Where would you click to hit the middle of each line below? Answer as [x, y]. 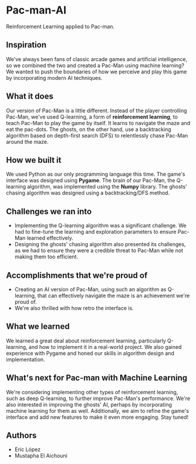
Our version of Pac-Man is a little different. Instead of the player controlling [97, 110]
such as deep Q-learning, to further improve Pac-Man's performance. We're [98, 398]
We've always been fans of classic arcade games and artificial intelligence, [97, 59]
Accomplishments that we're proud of [77, 275]
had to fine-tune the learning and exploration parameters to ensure [95, 232]
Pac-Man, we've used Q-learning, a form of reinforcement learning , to [92, 117]
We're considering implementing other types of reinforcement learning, [92, 392]
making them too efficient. [46, 257]
